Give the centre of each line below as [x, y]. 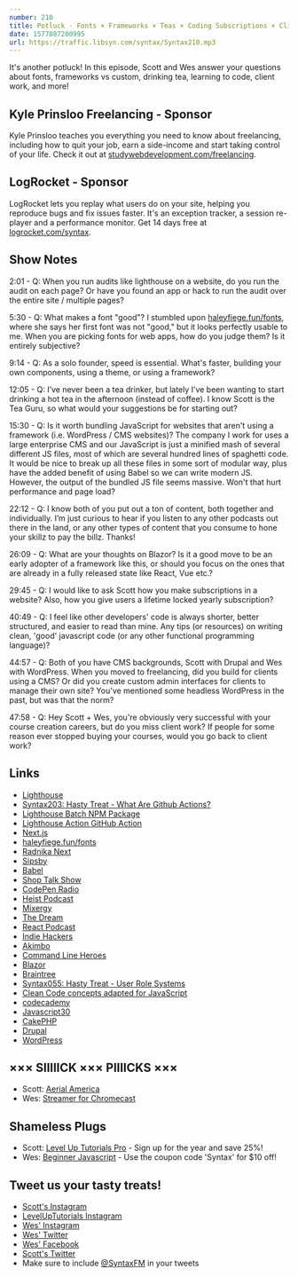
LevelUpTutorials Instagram [72, 1216]
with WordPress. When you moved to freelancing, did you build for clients [144, 672]
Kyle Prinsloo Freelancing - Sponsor [111, 114]
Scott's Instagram [54, 1206]
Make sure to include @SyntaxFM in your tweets [110, 1263]
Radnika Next [47, 851]
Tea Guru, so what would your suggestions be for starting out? [123, 408]
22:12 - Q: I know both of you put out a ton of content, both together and [141, 508]
